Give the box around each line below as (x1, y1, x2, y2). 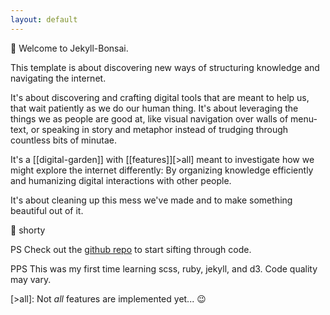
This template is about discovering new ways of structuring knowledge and (10, 61, 320, 73)
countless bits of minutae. (10, 134, 117, 146)
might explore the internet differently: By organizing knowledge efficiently (10, 164, 314, 176)
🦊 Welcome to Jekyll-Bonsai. (10, 42, 129, 54)
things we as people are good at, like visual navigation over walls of (10, 112, 289, 125)
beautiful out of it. (10, 204, 84, 216)
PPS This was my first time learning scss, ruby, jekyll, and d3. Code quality (10, 262, 318, 275)
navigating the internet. (10, 72, 107, 84)
